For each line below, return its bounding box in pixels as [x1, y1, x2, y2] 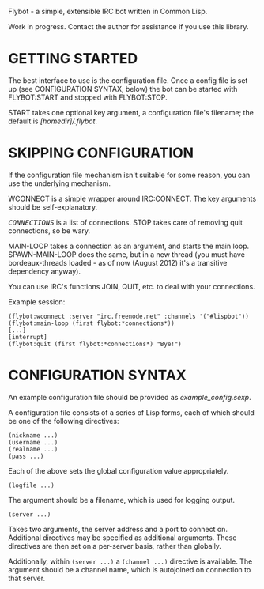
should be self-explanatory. [8, 202, 98, 212]
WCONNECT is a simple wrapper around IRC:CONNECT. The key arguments [8, 194, 257, 203]
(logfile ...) [8, 481, 55, 489]
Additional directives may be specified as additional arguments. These [8, 533, 237, 542]
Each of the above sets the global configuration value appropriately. [8, 466, 229, 475]
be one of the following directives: [8, 416, 119, 425]
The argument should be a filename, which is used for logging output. [8, 495, 236, 504]
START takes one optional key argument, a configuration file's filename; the [8, 108, 255, 117]
